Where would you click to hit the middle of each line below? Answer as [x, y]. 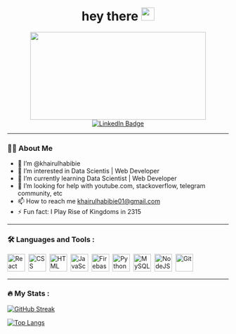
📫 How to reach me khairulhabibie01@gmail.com [88, 201]
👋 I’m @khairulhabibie [49, 163]
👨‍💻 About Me [30, 148]
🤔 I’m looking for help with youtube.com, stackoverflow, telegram [111, 186]
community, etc [40, 194]
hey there [110, 16]
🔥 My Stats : [28, 293]
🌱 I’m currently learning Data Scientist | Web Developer [97, 178]
